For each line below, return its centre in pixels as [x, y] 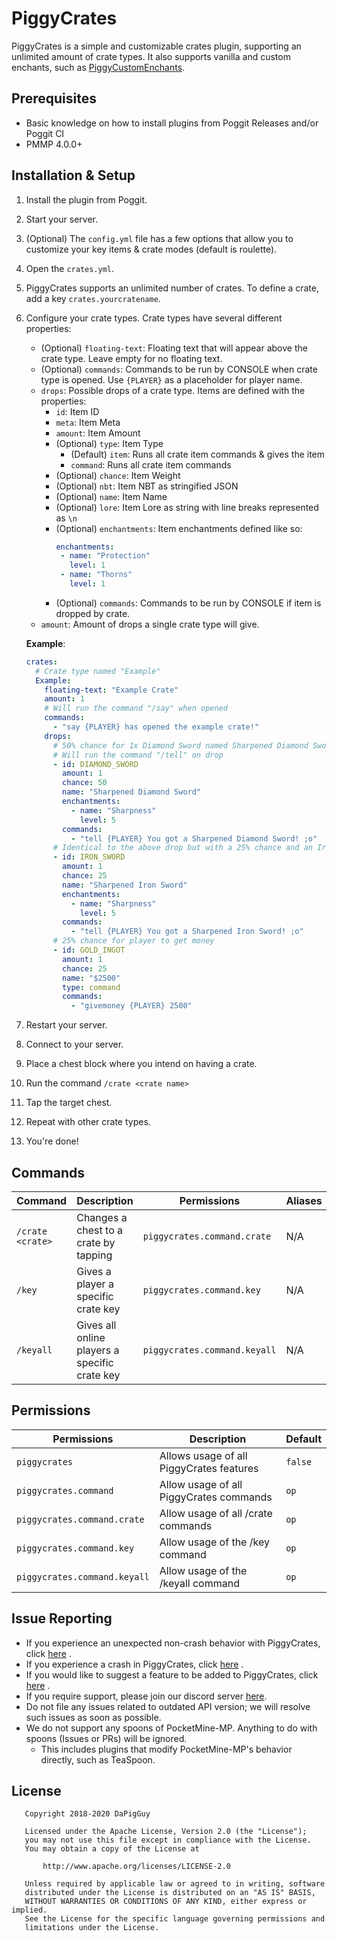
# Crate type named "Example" [98, 671]
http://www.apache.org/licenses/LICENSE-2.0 [136, 1867]
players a [98, 1350]
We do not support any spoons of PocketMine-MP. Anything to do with [171, 1728]
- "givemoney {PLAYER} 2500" [131, 1006]
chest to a [100, 1230]
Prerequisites [54, 98]
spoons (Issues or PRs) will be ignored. [106, 1738]
